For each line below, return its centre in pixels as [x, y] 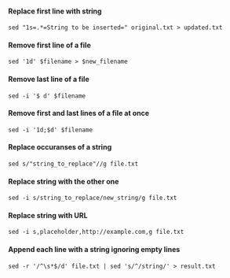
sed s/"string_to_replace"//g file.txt [73, 164]
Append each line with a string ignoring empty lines [94, 250]
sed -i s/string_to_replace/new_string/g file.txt [93, 198]
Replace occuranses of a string [60, 147]
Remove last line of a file [49, 79]
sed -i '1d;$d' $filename [50, 130]
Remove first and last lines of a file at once [79, 113]
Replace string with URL [48, 215]
